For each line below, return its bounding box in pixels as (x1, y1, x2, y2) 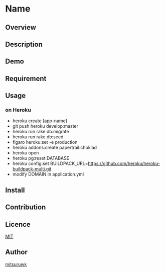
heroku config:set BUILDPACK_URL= (12, 160, 89, 166)
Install (5, 186, 25, 194)
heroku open (12, 150, 39, 156)
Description (5, 40, 43, 48)
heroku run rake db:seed (12, 134, 64, 140)
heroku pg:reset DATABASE (12, 155, 69, 161)
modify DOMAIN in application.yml (12, 171, 84, 177)
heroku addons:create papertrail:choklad (12, 144, 97, 151)
